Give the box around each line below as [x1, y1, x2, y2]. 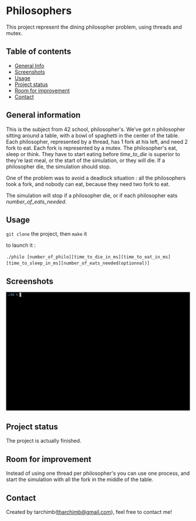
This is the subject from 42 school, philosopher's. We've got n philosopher [6, 126, 185, 133]
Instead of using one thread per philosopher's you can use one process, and [6, 470, 190, 477]
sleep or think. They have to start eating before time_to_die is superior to [6, 150, 180, 157]
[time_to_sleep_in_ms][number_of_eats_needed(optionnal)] [6, 260, 150, 267]
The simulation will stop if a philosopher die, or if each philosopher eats [6, 192, 178, 199]
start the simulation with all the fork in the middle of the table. [6, 476, 153, 483]
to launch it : [6, 241, 36, 249]
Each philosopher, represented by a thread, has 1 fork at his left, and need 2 [6, 138, 188, 145]
